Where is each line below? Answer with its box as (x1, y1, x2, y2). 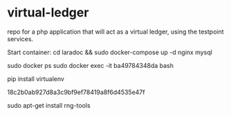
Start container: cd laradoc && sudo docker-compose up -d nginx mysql (7, 48, 212, 56)
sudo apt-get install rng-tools (7, 101, 91, 109)
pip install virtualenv (7, 74, 64, 83)
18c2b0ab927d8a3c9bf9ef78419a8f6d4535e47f (7, 88, 145, 96)
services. (7, 34, 33, 43)
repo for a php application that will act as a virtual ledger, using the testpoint (7, 27, 224, 36)
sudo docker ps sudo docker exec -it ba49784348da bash (7, 61, 174, 69)
